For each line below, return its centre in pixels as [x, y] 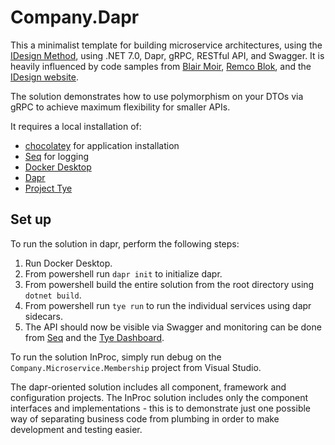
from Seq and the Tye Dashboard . [94, 337]
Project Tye [48, 188]
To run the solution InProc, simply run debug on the [116, 357]
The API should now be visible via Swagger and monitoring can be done [173, 327]
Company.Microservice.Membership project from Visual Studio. [136, 367]
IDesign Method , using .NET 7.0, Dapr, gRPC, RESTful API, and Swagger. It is [167, 55]
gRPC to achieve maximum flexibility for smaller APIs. [120, 107]
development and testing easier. [76, 429]
